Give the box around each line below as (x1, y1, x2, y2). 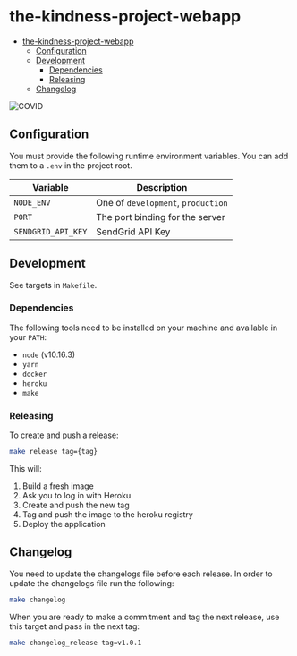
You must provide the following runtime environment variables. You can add (9, 150, 289, 161)
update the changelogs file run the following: (9, 577, 174, 588)
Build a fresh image (21, 481, 94, 491)
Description (136, 181, 188, 193)
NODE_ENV (13, 197, 51, 208)
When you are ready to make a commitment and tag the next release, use (9, 611, 280, 622)
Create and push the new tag (21, 499, 130, 511)
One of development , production (95, 196, 228, 209)
